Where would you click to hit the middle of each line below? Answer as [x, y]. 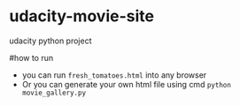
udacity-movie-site [82, 16]
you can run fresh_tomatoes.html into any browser [114, 75]
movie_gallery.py [54, 93]
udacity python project [50, 41]
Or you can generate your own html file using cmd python [127, 84]
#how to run [31, 57]
